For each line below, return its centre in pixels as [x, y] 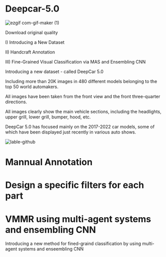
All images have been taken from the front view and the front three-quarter [83, 96]
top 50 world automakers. [32, 87]
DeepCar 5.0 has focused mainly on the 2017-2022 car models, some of [80, 126]
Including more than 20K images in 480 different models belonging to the [81, 81]
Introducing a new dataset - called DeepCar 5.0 [55, 72]
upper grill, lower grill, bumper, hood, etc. [48, 117]
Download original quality [32, 32]
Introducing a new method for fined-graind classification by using [73, 244]
